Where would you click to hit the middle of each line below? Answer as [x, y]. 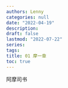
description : [22, 28]
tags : [13, 51]
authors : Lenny [25, 12]
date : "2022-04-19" [30, 23]
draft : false [22, 34]
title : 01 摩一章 [26, 56]
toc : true [18, 61]
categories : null [28, 17]
